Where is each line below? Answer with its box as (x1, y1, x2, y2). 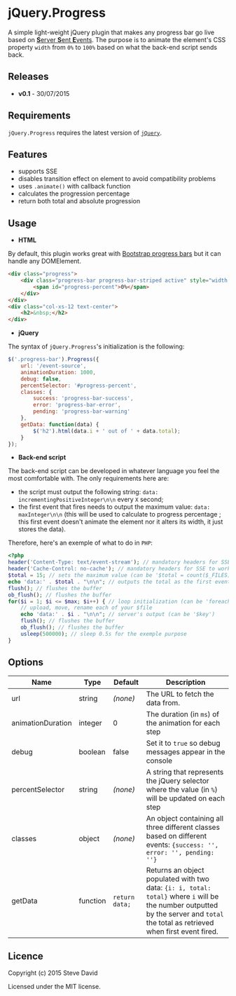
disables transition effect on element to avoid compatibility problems (18, 175, 216, 183)
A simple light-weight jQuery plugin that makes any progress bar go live (8, 28, 215, 36)
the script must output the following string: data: (18, 488, 159, 496)
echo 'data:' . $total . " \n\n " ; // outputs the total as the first (8, 578, 212, 585)
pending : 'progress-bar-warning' (33, 408, 131, 415)
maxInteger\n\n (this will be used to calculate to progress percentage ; (18, 510, 221, 519)
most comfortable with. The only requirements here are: (8, 475, 169, 483)
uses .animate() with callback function (18, 182, 131, 191)
